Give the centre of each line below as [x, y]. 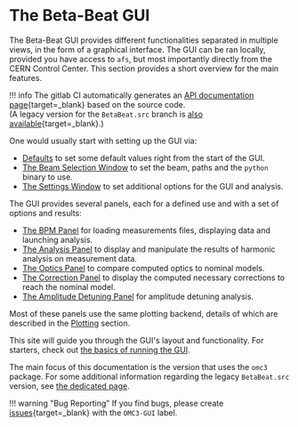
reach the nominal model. [68, 286]
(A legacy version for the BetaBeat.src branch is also [106, 114]
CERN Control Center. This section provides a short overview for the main [144, 68]
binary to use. [47, 177]
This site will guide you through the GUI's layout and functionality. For [137, 340]
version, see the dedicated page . [70, 386]
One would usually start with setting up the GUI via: [103, 141]
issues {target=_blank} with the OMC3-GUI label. [93, 412]
